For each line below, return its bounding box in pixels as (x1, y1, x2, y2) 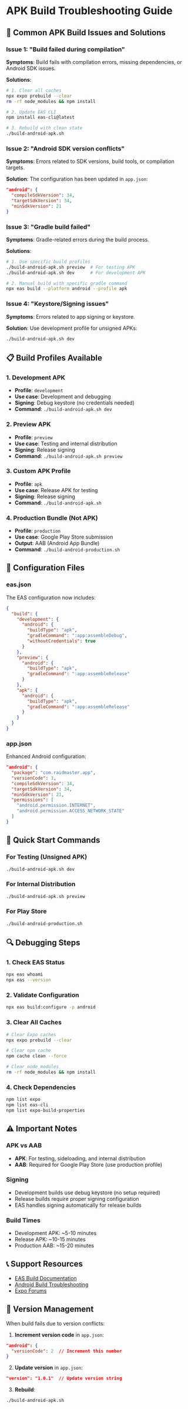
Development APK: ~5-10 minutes (14, 1230, 97, 1237)
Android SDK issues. (6, 65, 56, 72)
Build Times (6, 1216, 41, 1224)
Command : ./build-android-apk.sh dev (14, 406, 113, 413)
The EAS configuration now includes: (6, 594, 96, 601)
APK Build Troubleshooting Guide (6, 4, 173, 18)
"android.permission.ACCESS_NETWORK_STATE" (16, 808, 125, 814)
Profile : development (14, 387, 63, 394)
